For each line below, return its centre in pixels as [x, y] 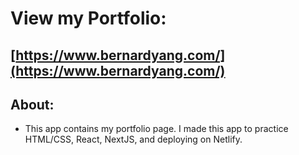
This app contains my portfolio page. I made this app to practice [156, 129]
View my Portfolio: [88, 18]
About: [32, 104]
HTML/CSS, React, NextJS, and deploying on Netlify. [133, 139]
